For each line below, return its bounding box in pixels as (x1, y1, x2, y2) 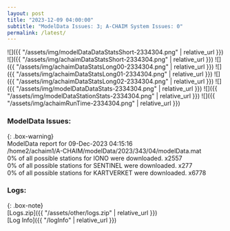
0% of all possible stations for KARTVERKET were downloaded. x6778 (7, 168, 207, 177)
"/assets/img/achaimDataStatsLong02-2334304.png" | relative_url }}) (16, 77, 214, 86)
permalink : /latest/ (7, 29, 67, 36)
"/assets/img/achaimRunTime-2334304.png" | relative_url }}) (7, 99, 180, 107)
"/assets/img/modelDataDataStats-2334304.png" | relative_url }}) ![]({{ (16, 85, 218, 93)
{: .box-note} (7, 201, 43, 210)
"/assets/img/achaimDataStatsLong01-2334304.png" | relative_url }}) (16, 70, 213, 78)
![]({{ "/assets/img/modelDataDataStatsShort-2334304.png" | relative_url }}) (7, 48, 224, 56)
